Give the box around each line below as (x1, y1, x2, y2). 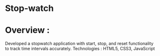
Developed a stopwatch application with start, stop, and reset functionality (5, 41, 154, 46)
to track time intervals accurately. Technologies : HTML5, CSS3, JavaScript (5, 46, 155, 52)
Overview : (5, 25, 50, 36)
